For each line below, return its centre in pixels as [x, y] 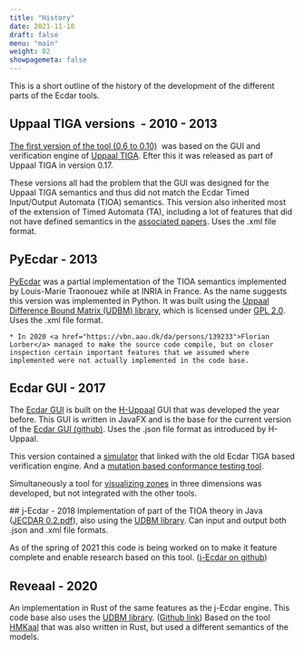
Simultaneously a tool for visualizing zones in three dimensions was [136, 484]
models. [25, 637]
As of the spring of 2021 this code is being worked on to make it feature [143, 548]
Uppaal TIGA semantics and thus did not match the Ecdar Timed [129, 192]
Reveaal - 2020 [54, 586]
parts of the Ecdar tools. [54, 95]
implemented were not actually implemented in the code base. [129, 360]
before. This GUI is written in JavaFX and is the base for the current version [151, 419]
